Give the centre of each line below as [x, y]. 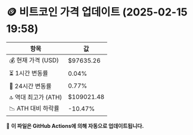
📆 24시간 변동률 [30, 86]
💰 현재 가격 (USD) [34, 60]
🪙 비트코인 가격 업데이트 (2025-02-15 [97, 12]
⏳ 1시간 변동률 [29, 73]
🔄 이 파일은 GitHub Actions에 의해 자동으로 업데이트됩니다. [75, 126]
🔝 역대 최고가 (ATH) [36, 97]
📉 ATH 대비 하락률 [34, 108]
